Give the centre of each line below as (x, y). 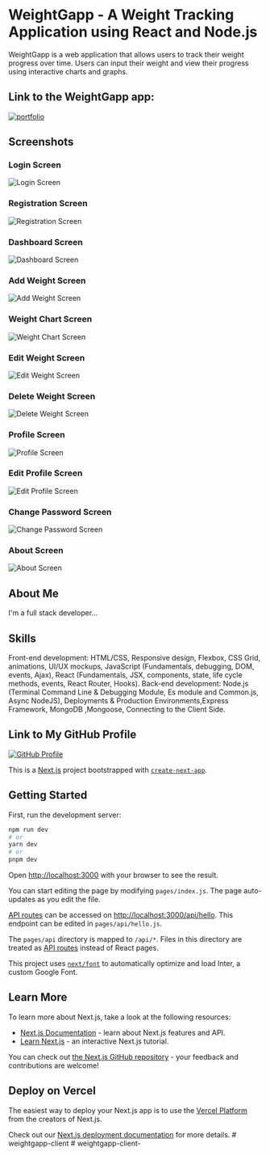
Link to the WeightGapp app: (81, 97)
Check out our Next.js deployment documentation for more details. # (123, 1134)
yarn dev (23, 845)
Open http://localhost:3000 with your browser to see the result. (114, 875)
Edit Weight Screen (47, 357)
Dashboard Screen (46, 242)
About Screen (36, 551)
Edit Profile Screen (46, 473)
